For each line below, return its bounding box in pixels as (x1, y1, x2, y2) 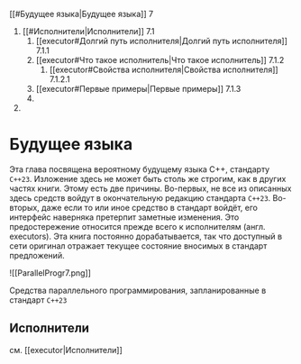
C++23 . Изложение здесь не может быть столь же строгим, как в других (9, 173, 287, 184)
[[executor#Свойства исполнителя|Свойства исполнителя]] (49, 64, 278, 75)
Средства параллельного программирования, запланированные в (9, 285, 267, 296)
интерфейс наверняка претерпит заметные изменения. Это (9, 212, 240, 223)
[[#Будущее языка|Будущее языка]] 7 (9, 9, 154, 19)
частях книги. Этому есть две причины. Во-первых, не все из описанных (9, 183, 292, 194)
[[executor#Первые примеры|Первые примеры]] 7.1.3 (35, 84, 242, 94)
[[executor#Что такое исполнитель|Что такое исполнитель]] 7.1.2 (35, 55, 285, 65)
